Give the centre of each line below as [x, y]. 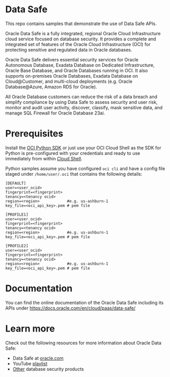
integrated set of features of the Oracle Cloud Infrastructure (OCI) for [78, 44]
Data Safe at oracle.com [38, 358]
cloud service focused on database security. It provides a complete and [81, 39]
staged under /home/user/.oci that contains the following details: [74, 174]
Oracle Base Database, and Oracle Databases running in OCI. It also [77, 70]
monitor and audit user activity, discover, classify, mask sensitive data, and [84, 107]
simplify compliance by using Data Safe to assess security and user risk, [81, 102]
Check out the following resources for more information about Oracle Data [83, 343]
